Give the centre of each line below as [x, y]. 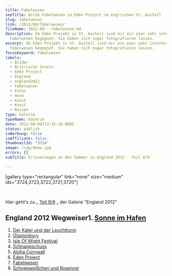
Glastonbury [26, 236]
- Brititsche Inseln [32, 67]
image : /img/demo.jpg [28, 148]
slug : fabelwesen [24, 19]
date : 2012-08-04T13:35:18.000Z [40, 124]
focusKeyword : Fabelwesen [33, 53]
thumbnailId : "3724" [27, 143]
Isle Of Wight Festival [35, 241]
